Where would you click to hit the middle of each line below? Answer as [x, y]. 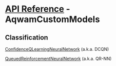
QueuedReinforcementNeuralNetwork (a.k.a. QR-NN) [58, 59]
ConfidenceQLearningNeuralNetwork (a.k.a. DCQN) [57, 49]
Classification [27, 37]
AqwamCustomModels [52, 19]
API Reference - [38, 9]
